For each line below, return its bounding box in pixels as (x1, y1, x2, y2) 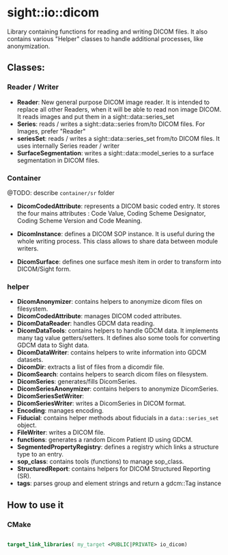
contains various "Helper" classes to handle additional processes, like (7, 34, 203, 42)
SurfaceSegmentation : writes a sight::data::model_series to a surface (16, 149, 214, 157)
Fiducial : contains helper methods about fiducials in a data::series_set (16, 414, 219, 422)
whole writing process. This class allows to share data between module (16, 237, 218, 245)
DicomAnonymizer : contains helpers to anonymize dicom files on (16, 298, 203, 306)
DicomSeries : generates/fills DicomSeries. (16, 378, 138, 386)
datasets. (16, 356, 44, 364)
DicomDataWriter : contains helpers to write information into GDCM (16, 348, 207, 357)
